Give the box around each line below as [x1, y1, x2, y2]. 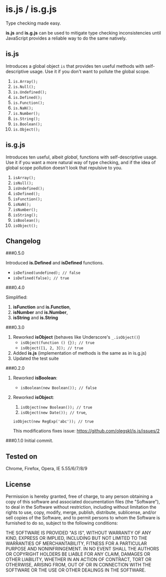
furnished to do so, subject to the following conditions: [5, 520, 118, 526]
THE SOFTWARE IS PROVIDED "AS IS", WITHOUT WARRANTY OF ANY [5, 530, 151, 535]
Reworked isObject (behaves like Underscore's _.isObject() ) [12, 334, 140, 340]
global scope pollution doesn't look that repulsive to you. [5, 165, 122, 171]
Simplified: [5, 295, 28, 301]
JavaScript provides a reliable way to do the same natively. [5, 35, 127, 41]
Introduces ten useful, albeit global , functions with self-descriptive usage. [5, 154, 158, 160]
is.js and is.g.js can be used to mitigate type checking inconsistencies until [5, 30, 161, 36]
